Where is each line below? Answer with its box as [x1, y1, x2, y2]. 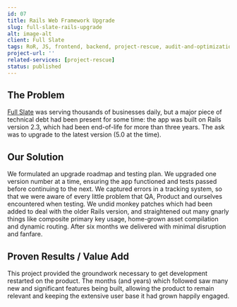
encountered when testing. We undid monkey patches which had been [7, 199, 213, 209]
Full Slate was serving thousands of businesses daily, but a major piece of [7, 108, 222, 117]
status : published [7, 63, 61, 70]
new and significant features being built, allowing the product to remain [7, 284, 214, 293]
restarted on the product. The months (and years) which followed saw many [7, 277, 229, 285]
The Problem [7, 89, 65, 101]
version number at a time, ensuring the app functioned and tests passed [7, 178, 217, 186]
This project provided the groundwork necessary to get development [7, 270, 208, 278]
